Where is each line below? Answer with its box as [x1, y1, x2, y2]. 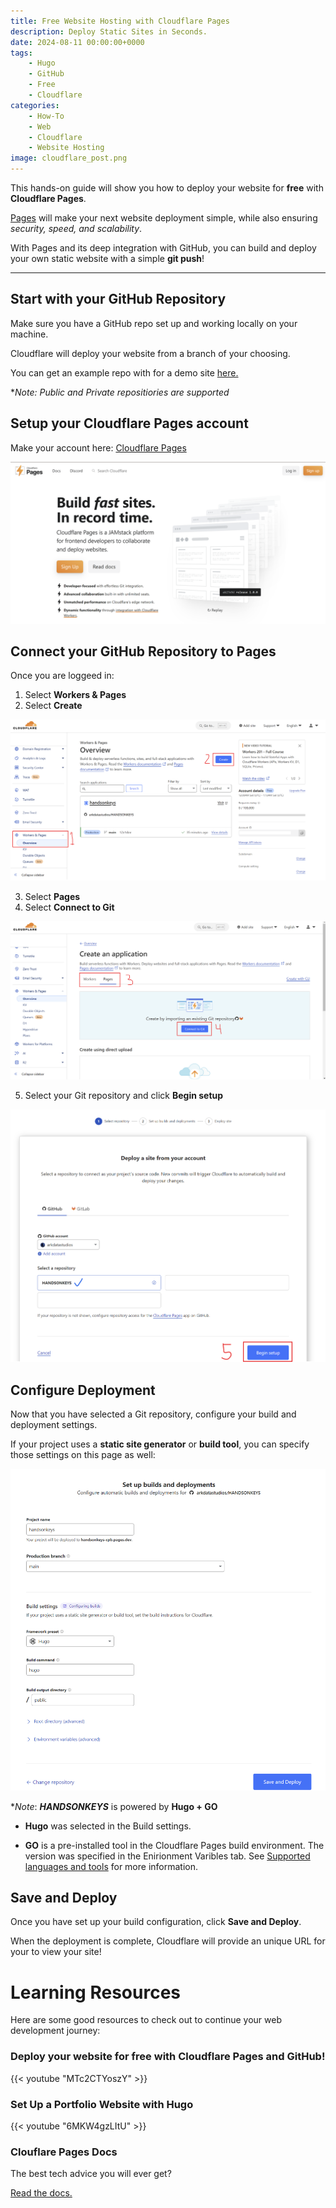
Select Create [24, 700, 83, 712]
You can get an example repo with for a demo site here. [10, 366, 239, 379]
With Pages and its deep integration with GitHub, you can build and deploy [10, 242, 317, 254]
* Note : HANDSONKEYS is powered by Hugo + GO [10, 1800, 218, 1812]
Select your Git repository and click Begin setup [24, 1090, 224, 1102]
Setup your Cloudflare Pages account [10, 415, 249, 432]
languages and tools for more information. [24, 1860, 199, 1872]
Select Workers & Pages [24, 689, 127, 701]
